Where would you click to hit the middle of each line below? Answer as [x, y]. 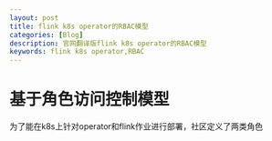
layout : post [34, 18]
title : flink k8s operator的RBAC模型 [79, 26]
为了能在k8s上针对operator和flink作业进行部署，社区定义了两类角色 [136, 126]
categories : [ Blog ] [47, 35]
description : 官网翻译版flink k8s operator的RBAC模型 [108, 43]
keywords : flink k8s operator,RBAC [77, 52]
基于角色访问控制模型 [90, 100]
